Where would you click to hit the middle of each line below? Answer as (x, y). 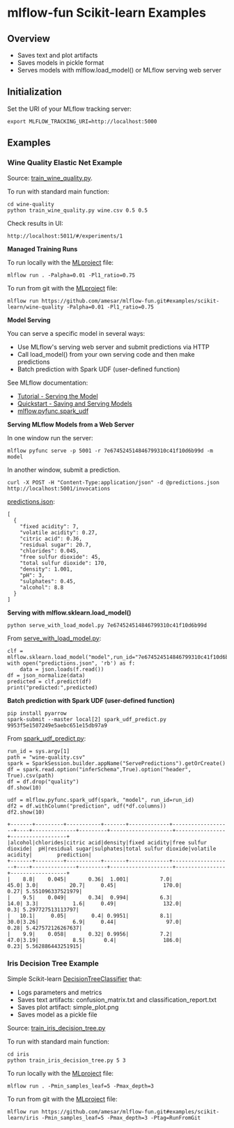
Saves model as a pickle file (57, 1014)
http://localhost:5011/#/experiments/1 (65, 236)
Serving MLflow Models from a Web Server (71, 424)
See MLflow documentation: (48, 383)
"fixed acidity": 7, (49, 526)
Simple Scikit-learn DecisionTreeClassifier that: (75, 979)
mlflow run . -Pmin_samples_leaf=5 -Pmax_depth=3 (81, 1086)
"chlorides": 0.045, (49, 551)
